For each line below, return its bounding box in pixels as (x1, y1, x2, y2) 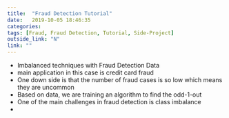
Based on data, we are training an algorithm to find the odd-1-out (17, 90, 202, 99)
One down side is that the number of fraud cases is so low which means (17, 76, 223, 83)
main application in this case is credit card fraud (17, 68, 154, 77)
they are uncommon (17, 83, 74, 91)
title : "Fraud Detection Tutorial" (7, 10, 112, 17)
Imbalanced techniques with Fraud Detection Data (17, 61, 160, 69)
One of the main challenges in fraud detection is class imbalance (17, 98, 201, 106)
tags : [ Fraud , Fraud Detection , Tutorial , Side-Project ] (7, 29, 175, 37)
